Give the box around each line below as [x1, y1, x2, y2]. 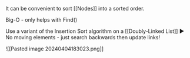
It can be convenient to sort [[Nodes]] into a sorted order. [5, 5, 145, 12]
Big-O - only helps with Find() [5, 16, 78, 23]
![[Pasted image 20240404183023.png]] [5, 45, 104, 52]
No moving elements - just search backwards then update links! [5, 34, 160, 40]
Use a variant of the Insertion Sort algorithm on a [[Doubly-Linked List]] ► [5, 28, 185, 35]
